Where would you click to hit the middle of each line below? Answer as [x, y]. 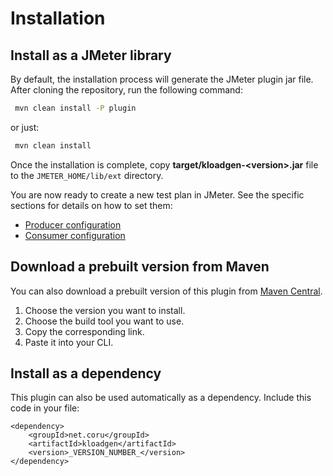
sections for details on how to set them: [91, 205]
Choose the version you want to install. [105, 310]
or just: [25, 127]
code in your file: [45, 408]
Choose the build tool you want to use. [104, 321]
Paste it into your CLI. [69, 342]
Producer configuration [73, 224]
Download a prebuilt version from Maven [140, 267]
